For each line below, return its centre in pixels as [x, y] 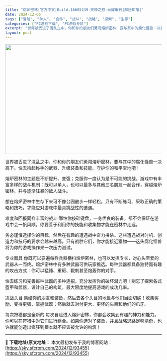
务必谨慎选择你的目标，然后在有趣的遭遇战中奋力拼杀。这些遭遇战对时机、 [81, 235]
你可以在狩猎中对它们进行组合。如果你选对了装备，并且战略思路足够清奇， [81, 321]
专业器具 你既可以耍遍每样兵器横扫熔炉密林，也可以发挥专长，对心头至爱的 [82, 258]
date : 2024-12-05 [23, 14]
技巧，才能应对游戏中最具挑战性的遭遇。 [55, 208]
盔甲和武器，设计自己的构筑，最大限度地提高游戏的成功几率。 [68, 287]
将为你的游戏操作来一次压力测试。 [40, 247]
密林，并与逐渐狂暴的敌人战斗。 [38, 191]
